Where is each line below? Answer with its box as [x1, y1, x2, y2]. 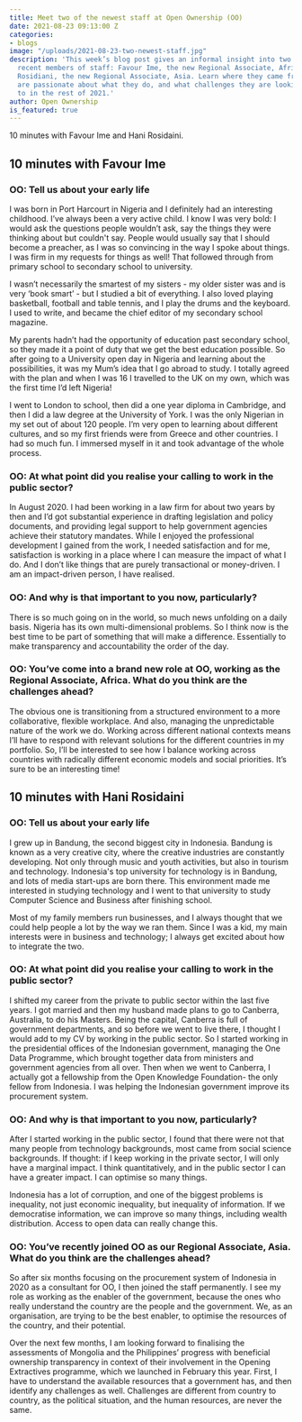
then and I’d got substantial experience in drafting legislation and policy [9, 511, 274, 523]
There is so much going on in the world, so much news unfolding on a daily [9, 612, 288, 623]
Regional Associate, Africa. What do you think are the [9, 674, 248, 687]
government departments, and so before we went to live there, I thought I [9, 1024, 280, 1035]
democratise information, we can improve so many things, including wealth [9, 1208, 288, 1219]
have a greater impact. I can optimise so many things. [9, 1172, 209, 1183]
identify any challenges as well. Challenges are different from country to [9, 1385, 277, 1397]
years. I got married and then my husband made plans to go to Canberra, [9, 1004, 280, 1015]
